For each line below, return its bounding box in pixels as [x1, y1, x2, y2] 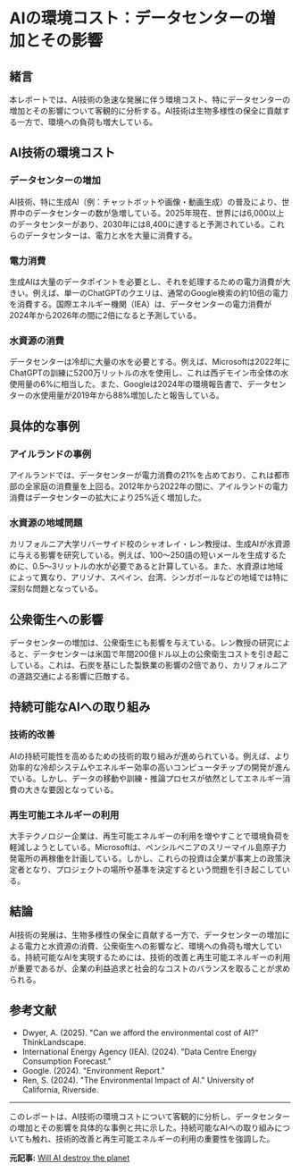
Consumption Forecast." [21, 1056, 112, 1067]
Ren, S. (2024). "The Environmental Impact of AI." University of [21, 1075, 254, 1085]
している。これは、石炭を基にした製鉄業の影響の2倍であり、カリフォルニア [9, 660, 287, 670]
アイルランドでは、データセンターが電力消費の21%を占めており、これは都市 [9, 469, 290, 480]
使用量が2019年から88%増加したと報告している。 [39, 390, 225, 401]
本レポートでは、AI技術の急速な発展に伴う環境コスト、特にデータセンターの [9, 95, 291, 105]
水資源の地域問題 [9, 516, 83, 528]
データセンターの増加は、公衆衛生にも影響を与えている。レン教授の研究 [9, 637, 275, 648]
